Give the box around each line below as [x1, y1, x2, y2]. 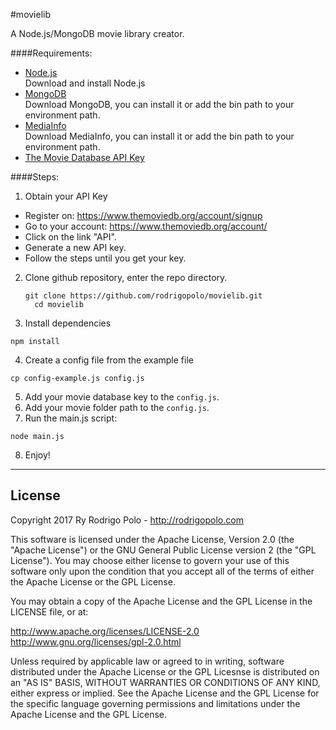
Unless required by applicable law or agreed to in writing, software [10, 655, 285, 667]
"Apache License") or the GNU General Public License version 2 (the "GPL [10, 544, 317, 556]
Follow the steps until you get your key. [24, 252, 187, 264]
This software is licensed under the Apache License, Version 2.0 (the [10, 533, 295, 545]
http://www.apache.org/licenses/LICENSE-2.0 [10, 625, 200, 637]
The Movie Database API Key [24, 152, 145, 163]
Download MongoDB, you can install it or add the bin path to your [24, 99, 295, 110]
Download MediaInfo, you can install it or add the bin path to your [24, 130, 295, 142]
